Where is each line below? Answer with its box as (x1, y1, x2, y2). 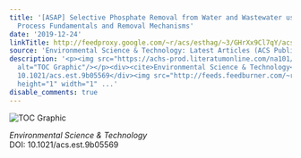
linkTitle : (9, 37, 50, 47)
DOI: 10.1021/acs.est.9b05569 (9, 139, 119, 150)
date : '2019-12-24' (9, 29, 82, 38)
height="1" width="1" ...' (17, 79, 118, 88)
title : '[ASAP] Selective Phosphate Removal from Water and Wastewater (9, 12, 282, 22)
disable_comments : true (9, 87, 99, 96)
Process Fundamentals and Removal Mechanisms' (17, 21, 194, 30)
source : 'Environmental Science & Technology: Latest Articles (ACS (9, 46, 271, 55)
